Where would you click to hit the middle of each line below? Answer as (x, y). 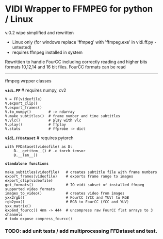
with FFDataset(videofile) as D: (39, 146)
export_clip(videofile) (29, 180)
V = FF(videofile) (24, 99)
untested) (22, 47)
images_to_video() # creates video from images (65, 193)
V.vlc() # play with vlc (43, 120)
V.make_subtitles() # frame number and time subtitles (63, 116)
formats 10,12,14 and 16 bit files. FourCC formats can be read (65, 67)
